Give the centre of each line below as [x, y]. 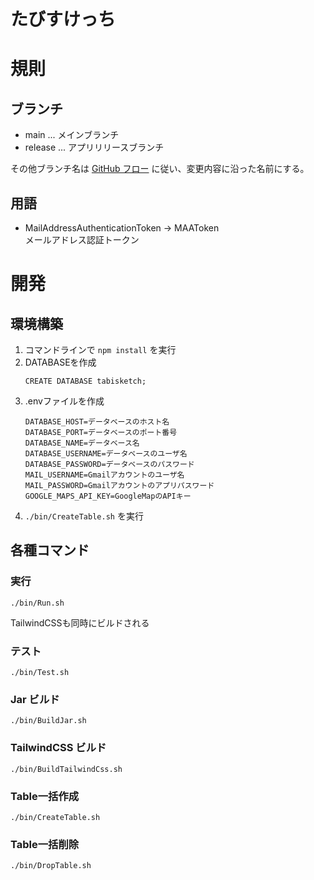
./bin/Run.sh [37, 603]
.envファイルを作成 [64, 401]
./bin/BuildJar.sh [48, 721]
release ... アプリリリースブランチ [94, 147]
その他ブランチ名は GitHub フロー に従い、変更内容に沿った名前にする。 [160, 169]
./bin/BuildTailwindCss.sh [66, 769]
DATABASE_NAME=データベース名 [82, 443]
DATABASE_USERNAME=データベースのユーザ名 [106, 454]
